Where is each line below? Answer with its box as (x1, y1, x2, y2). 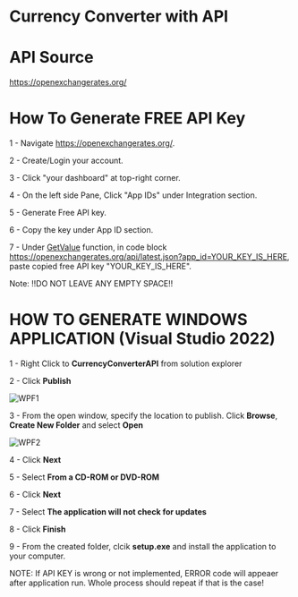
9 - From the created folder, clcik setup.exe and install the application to (9, 542, 277, 551)
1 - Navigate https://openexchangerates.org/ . (9, 138, 175, 149)
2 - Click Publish (9, 376, 72, 386)
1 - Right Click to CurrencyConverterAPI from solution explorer (9, 358, 243, 369)
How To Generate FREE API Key (9, 108, 246, 129)
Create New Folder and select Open (9, 420, 143, 431)
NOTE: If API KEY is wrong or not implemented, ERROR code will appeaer (9, 568, 279, 578)
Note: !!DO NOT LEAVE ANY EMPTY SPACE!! (9, 278, 174, 289)
